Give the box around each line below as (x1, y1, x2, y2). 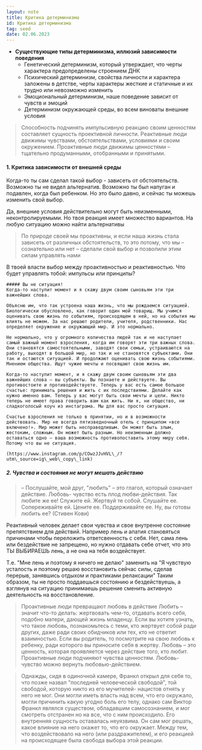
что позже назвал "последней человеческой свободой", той (21, 679, 177, 686)
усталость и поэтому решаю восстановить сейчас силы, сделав (6, 566, 172, 573)
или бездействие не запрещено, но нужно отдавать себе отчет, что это (6, 541, 191, 548)
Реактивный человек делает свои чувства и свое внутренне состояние (6, 521, 191, 529)
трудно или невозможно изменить (24, 86, 113, 94)
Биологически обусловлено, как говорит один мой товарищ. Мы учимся (6, 308, 182, 315)
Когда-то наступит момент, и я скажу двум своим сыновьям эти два (6, 371, 177, 378)
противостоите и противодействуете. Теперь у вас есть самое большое (6, 382, 185, 388)
